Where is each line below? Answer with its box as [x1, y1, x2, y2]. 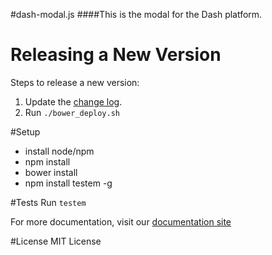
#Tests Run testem [10, 196, 87, 208]
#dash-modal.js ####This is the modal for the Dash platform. [10, 9, 263, 20]
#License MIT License [10, 235, 102, 247]
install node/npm [24, 145, 95, 157]
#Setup [10, 125, 41, 138]
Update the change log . [24, 95, 123, 108]
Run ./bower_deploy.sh [24, 106, 120, 118]
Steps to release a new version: [10, 76, 140, 88]
